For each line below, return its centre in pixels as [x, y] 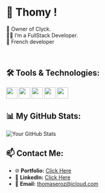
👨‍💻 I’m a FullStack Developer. [42, 35]
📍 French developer [30, 41]
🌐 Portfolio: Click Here [43, 171]
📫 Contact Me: [35, 153]
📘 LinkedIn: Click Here [42, 177]
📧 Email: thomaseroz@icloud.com [56, 184]
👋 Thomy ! [32, 12]
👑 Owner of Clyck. [29, 29]
